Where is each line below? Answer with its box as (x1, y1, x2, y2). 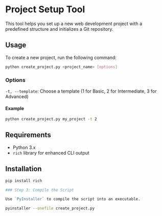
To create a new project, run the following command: (5, 54, 117, 60)
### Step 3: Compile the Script (5, 187, 74, 192)
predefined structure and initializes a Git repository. (5, 26, 113, 32)
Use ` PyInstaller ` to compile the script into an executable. (5, 197, 141, 202)
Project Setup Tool (5, 4, 85, 15)
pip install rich (5, 178, 42, 183)
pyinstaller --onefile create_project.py (5, 206, 95, 211)
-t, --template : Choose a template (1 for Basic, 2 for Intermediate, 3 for (5, 88, 157, 94)
